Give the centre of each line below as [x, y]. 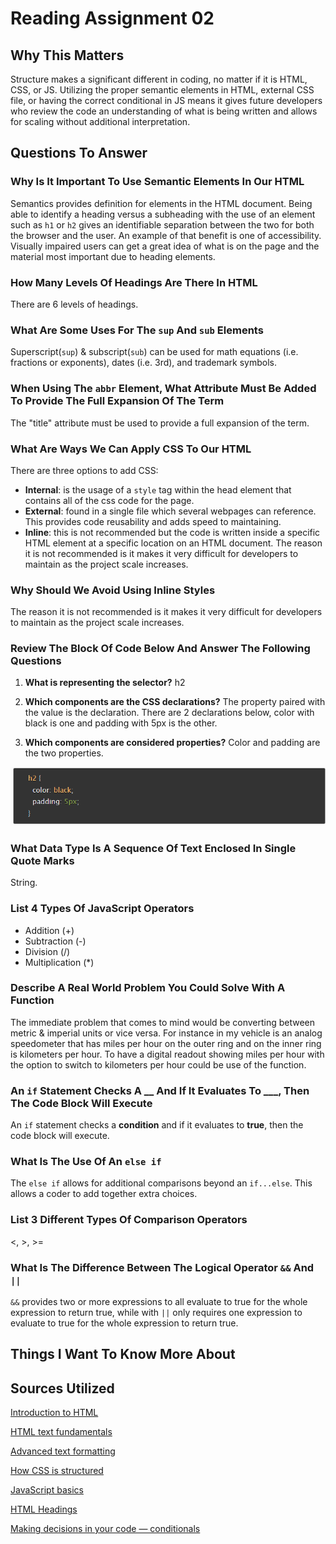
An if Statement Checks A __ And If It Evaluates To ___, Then [160, 1090]
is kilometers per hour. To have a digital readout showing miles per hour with [167, 1054]
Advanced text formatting [63, 1451]
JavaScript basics [47, 1490]
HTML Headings [44, 1509]
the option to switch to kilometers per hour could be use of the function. [158, 1064]
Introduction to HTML [54, 1413]
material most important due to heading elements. [113, 256]
